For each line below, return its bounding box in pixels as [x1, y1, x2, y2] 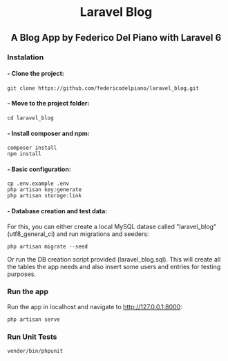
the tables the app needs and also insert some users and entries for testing [7, 262, 221, 271]
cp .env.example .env [7, 180, 70, 187]
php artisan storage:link [7, 193, 82, 199]
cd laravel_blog [7, 115, 54, 121]
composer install [7, 144, 57, 152]
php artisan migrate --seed [7, 243, 88, 250]
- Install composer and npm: [7, 129, 90, 137]
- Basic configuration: [7, 165, 71, 173]
